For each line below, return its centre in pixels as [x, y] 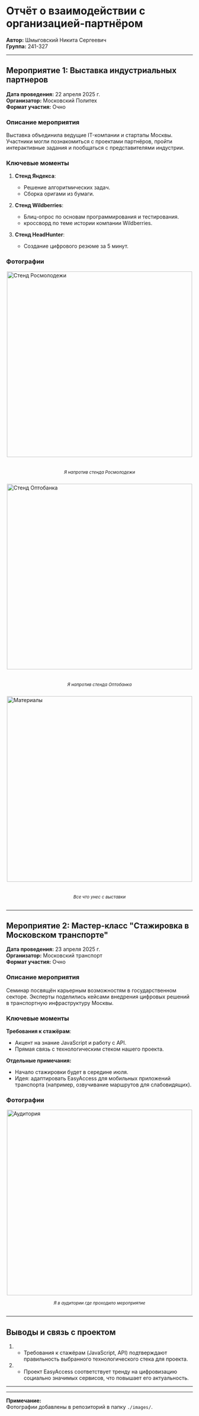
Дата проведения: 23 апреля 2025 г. [53, 949]
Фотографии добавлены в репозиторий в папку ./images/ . [79, 1407]
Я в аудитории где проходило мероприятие [99, 1303]
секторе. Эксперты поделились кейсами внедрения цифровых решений [98, 997]
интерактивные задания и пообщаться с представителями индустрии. [95, 148]
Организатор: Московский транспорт [54, 956]
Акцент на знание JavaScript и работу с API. [70, 1043]
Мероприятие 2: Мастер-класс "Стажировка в [98, 926]
